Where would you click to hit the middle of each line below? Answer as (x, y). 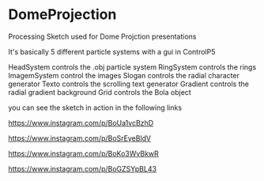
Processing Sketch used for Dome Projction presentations (102, 36)
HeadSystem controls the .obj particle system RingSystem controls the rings (132, 67)
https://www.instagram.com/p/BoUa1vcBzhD (81, 123)
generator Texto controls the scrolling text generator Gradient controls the (128, 84)
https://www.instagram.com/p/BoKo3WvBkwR (84, 153)
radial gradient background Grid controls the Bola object (100, 92)
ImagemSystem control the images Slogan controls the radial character (124, 75)
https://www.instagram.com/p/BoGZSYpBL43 (82, 168)
